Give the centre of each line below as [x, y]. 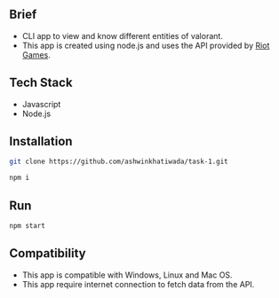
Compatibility [48, 253]
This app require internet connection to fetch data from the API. [138, 284]
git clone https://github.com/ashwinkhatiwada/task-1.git [119, 162]
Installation [41, 141]
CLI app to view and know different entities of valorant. [123, 35]
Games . [36, 55]
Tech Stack [41, 83]
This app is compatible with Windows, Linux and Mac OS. [127, 275]
